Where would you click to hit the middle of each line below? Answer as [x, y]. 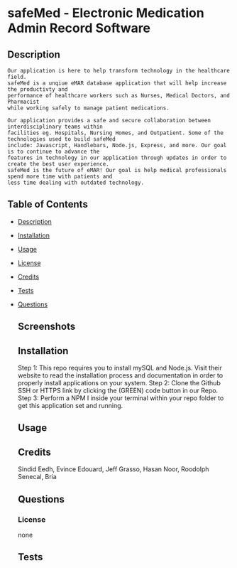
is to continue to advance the [54, 151]
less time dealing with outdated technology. [76, 183]
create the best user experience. [59, 164]
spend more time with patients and [60, 176]
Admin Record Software [79, 28]
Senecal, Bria [37, 477]
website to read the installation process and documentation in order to [120, 375]
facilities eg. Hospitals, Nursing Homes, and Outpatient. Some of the [115, 133]
